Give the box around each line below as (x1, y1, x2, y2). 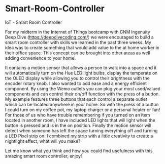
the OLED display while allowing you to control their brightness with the (5, 75, 150, 81)
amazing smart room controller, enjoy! (5, 153, 82, 159)
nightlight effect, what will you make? (5, 138, 81, 144)
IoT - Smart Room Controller (5, 19, 63, 25)
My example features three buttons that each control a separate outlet (5, 96, 148, 102)
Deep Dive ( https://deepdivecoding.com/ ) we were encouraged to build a (5, 34, 154, 40)
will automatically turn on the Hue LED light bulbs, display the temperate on (5, 70, 158, 76)
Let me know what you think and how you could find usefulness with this (5, 148, 153, 154)
